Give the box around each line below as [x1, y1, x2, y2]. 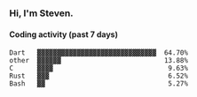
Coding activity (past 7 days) [9, 29, 118, 40]
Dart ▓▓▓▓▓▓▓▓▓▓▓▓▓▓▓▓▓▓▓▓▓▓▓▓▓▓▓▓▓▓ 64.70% [9, 48, 189, 57]
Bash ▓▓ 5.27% [9, 79, 189, 88]
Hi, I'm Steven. [9, 7, 74, 19]
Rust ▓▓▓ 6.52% [9, 71, 189, 81]
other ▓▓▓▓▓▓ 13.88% [9, 56, 189, 65]
